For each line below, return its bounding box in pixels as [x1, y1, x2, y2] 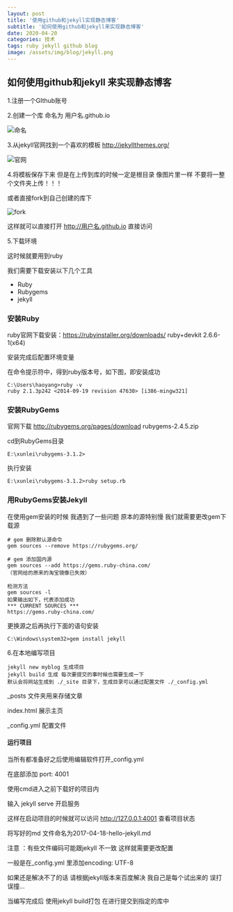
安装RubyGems [7, 405, 60, 415]
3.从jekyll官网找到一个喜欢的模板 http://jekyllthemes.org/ [7, 141, 170, 149]
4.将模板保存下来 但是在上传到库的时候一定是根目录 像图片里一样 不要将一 [7, 170, 219, 178]
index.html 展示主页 [7, 706, 64, 714]
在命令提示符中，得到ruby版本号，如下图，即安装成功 [7, 367, 161, 376]
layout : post [7, 10, 45, 17]
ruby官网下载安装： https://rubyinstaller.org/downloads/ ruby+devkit [7, 330, 202, 339]
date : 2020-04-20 [7, 29, 58, 37]
